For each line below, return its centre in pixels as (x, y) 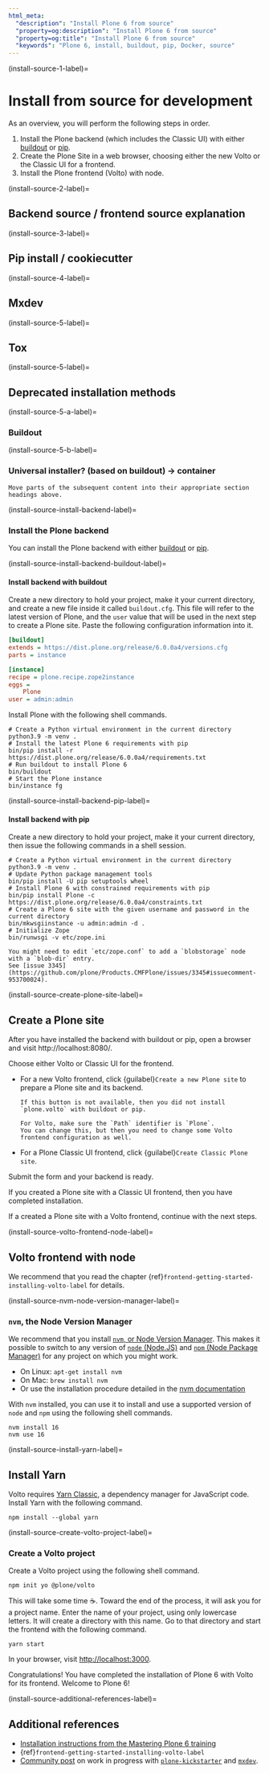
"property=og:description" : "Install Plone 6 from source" (116, 31)
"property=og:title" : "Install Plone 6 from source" (106, 38)
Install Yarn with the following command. (75, 1503)
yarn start (26, 1644)
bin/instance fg (35, 786)
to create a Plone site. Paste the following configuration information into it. (131, 626)
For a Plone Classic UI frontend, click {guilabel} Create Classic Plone (134, 1153)
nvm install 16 (34, 1428)
